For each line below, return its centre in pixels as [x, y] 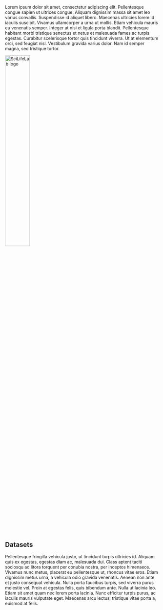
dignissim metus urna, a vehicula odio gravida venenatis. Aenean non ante [80, 577]
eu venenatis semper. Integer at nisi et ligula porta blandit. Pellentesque [77, 28]
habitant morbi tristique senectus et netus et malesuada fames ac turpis [77, 33]
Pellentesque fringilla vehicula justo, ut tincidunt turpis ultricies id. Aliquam [80, 556]
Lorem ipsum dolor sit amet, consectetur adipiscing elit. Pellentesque [74, 7]
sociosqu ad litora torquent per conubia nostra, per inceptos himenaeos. [78, 567]
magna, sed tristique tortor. [32, 49]
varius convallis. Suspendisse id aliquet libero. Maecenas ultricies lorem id [80, 17]
